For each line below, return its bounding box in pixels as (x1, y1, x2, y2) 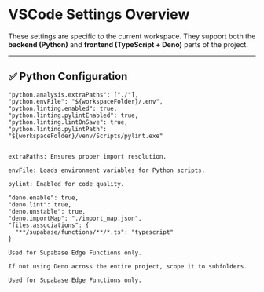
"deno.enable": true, (8, 194, 79, 202)
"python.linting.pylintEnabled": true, (8, 111, 139, 119)
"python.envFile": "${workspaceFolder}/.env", (8, 97, 163, 105)
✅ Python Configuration (8, 70, 128, 83)
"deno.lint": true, (8, 200, 72, 209)
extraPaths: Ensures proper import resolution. (8, 152, 167, 160)
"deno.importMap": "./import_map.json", (8, 214, 143, 222)
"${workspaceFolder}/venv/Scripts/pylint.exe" (8, 132, 163, 140)
